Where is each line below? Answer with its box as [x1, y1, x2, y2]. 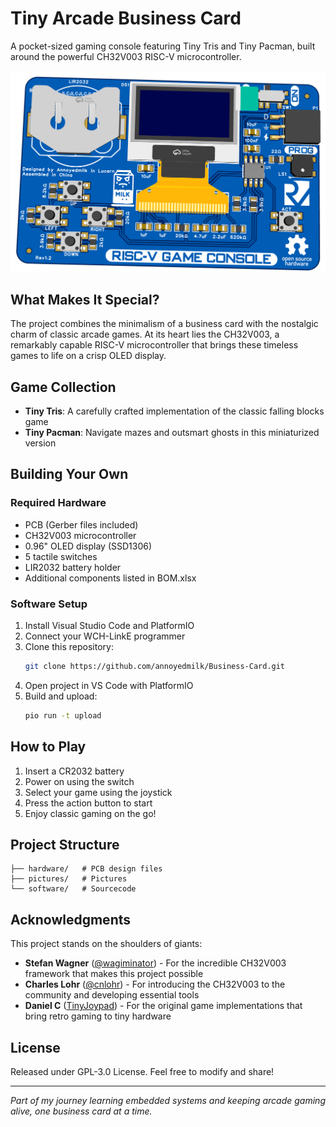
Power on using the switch [24, 775, 135, 787]
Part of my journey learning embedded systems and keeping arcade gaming [10, 1094, 326, 1106]
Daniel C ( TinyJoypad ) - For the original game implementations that [24, 1000, 303, 1012]
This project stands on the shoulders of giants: [10, 938, 203, 950]
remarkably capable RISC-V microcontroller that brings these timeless [10, 339, 299, 351]
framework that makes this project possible [24, 968, 204, 980]
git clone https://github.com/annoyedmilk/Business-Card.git [24, 661, 286, 671]
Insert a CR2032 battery [24, 765, 125, 777]
